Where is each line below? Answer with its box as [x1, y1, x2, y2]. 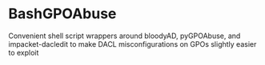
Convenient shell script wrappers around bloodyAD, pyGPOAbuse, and [8, 31, 241, 40]
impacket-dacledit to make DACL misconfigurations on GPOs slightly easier [8, 39, 257, 48]
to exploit [8, 48, 39, 57]
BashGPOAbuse [8, 5, 117, 23]
